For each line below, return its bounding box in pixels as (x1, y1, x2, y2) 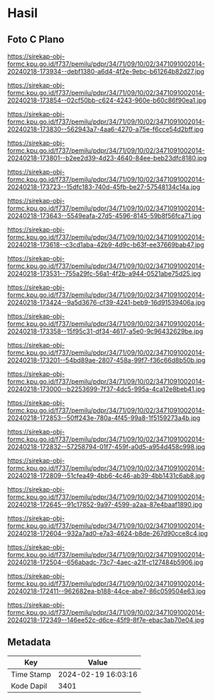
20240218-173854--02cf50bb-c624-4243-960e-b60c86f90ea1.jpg (7, 96, 206, 104)
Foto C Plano (7, 33, 65, 45)
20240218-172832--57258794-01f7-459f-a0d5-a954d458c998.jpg (7, 443, 206, 451)
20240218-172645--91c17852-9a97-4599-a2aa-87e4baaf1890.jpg (7, 500, 203, 509)
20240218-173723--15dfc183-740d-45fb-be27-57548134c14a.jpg (7, 183, 201, 191)
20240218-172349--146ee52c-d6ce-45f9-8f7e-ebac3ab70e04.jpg (7, 616, 204, 624)
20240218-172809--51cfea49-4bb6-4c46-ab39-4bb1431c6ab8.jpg (7, 471, 205, 480)
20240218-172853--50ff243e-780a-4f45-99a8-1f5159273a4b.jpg (7, 414, 201, 422)
